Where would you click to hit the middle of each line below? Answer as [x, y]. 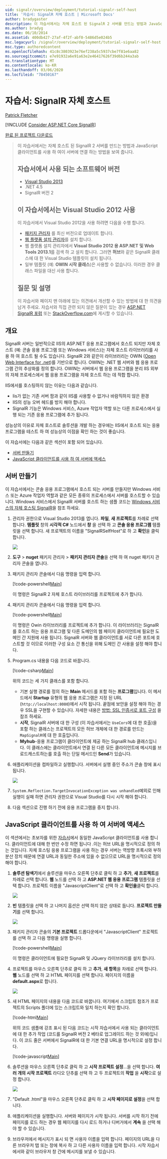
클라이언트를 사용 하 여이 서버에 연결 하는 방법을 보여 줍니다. [76, 152]
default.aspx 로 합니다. [35, 981]
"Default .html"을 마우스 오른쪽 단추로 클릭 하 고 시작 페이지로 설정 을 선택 [83, 1099]
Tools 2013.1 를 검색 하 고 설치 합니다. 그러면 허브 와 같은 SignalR [87, 252]
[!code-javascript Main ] [36, 1056]
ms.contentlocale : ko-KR [31, 65]
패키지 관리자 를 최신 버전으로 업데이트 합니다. [69, 233]
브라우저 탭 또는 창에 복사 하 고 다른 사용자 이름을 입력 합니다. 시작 [82, 1145]
